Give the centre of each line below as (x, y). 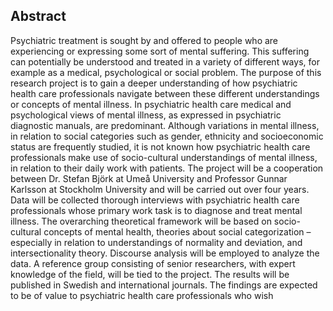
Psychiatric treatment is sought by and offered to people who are (144, 40)
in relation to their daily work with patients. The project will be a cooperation (167, 168)
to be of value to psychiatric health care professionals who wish (142, 295)
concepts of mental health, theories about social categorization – (177, 231)
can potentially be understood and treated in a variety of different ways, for (165, 61)
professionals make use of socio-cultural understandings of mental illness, (164, 157)
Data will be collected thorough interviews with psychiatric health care (155, 200)
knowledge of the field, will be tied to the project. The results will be (150, 274)
